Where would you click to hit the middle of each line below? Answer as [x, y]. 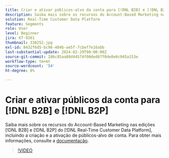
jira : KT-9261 [20, 38]
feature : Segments [24, 24]
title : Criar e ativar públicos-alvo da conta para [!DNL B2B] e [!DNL [82, 10]
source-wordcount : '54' [30, 66]
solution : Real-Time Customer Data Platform [53, 19]
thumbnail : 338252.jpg [29, 43]
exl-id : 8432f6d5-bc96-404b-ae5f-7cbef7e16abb [55, 47]
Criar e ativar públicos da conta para [83, 100]
